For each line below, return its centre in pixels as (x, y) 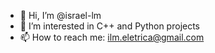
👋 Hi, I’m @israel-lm (60, 15)
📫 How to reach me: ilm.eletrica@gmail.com (112, 37)
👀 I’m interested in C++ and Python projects (110, 26)
